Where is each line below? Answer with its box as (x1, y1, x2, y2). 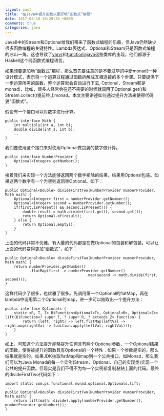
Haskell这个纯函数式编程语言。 (5, 58, 67, 63)
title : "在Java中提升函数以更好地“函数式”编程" (5, 12, 93, 17)
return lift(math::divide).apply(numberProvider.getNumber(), (14, 398, 143, 403)
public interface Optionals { (5, 306, 67, 311)
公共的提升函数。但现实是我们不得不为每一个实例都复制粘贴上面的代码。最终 (5, 365, 159, 371)
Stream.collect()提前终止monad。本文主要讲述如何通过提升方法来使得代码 (5, 92, 154, 98)
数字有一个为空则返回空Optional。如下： (21, 178, 103, 184)
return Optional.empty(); (22, 222, 76, 227)
